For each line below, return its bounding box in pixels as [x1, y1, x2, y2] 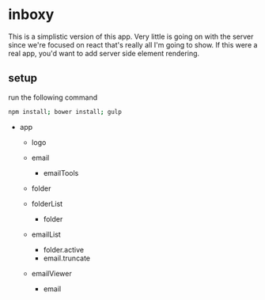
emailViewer [31, 268, 73, 278]
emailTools [43, 168, 79, 177]
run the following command [8, 93, 98, 102]
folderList [31, 199, 63, 208]
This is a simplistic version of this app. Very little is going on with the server [8, 32, 254, 41]
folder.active [43, 245, 85, 254]
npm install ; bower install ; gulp [8, 108, 123, 116]
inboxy [8, 6, 55, 24]
